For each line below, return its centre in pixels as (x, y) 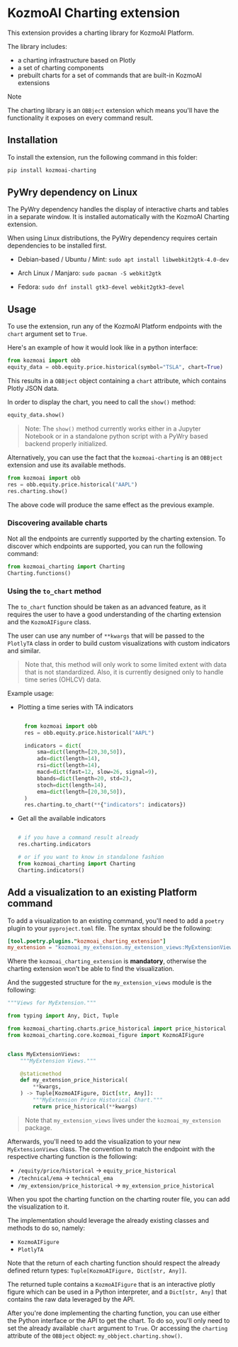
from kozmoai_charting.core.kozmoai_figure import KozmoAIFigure (106, 1035)
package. (38, 1127)
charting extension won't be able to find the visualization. (91, 969)
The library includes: (37, 46)
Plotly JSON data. (33, 388)
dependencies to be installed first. (57, 245)
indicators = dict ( (53, 745)
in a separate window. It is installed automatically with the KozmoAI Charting (118, 217)
